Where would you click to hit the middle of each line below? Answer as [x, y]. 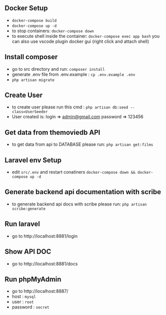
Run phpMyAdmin [33, 279]
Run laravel [22, 224]
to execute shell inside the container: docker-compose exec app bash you [86, 36]
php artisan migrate [33, 80]
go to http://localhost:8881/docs [45, 264]
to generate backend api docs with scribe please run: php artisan [79, 204]
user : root [23, 302]
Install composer [31, 57]
